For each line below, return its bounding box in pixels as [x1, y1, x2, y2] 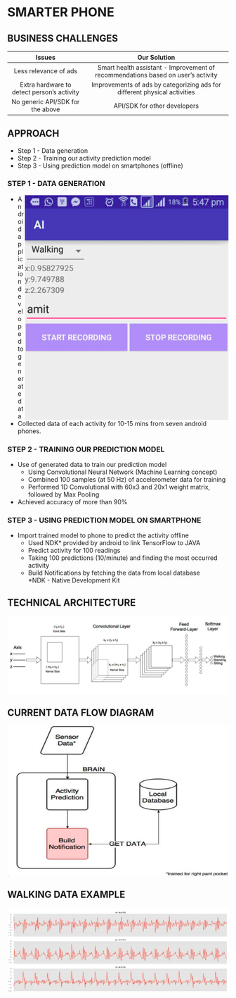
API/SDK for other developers [113, 101, 199, 110]
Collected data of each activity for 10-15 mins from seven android [17, 419, 207, 428]
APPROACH [7, 127, 60, 139]
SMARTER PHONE [7, 4, 114, 20]
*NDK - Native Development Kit [27, 576, 120, 585]
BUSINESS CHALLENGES [7, 32, 118, 44]
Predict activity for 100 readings [27, 547, 121, 555]
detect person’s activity [11, 88, 79, 96]
